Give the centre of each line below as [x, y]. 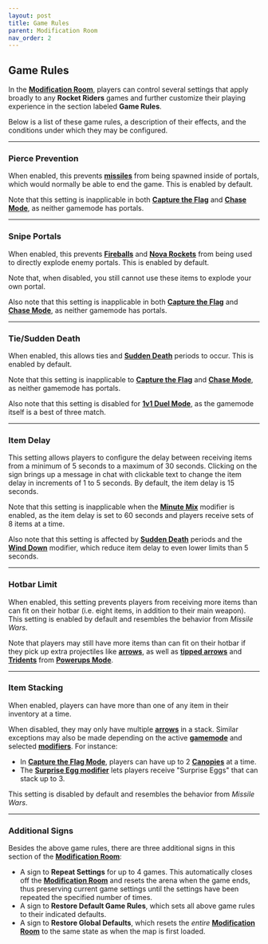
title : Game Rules [39, 23]
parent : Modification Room [53, 30]
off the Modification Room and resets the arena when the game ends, [135, 881]
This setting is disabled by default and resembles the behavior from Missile [132, 794]
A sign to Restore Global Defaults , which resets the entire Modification [137, 923]
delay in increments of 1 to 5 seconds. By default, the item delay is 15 [122, 483]
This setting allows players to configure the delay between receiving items [130, 458]
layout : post [30, 16]
